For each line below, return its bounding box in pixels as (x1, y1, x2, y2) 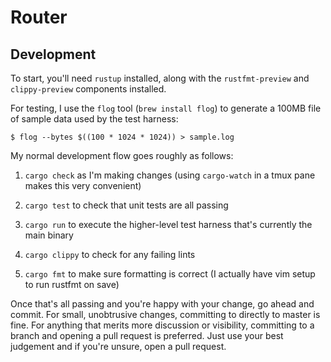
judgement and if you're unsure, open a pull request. (10, 341, 227, 352)
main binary (24, 229, 74, 241)
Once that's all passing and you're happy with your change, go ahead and (10, 298, 315, 310)
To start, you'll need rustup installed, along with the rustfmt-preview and (10, 72, 310, 84)
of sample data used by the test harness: (10, 113, 179, 125)
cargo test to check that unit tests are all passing (24, 199, 229, 211)
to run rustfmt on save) (24, 279, 120, 290)
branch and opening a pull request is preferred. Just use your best (10, 330, 284, 341)
